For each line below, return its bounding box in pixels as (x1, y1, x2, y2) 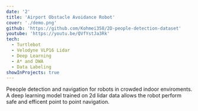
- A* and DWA (11, 58, 44, 64)
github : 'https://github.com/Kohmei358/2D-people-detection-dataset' (6, 25, 182, 31)
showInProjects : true (6, 69, 60, 75)
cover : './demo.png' (6, 20, 58, 26)
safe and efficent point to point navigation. (6, 99, 110, 106)
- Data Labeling (11, 64, 52, 70)
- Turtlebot (11, 42, 41, 48)
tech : (6, 36, 20, 42)
